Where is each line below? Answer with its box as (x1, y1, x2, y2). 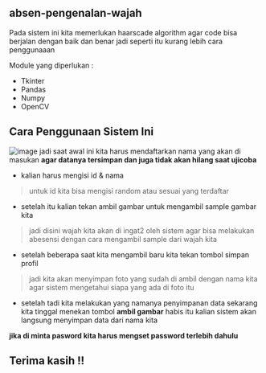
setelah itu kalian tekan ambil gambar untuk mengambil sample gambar (20, 201, 257, 211)
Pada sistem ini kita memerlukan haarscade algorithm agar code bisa (9, 27, 238, 37)
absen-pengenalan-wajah (9, 6, 143, 20)
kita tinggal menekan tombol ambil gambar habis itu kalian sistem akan (20, 306, 256, 316)
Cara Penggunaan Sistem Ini (9, 125, 154, 139)
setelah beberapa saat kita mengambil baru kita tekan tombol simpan (20, 249, 250, 260)
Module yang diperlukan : (9, 60, 94, 70)
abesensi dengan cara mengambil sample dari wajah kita (28, 234, 218, 244)
